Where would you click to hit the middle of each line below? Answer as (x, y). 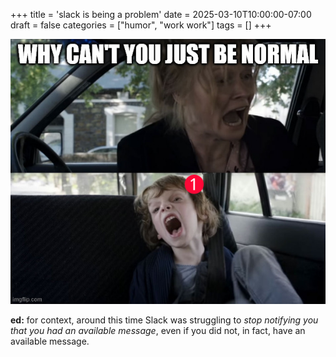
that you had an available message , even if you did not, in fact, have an (158, 330)
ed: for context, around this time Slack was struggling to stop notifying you (164, 320)
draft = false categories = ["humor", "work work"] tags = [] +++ (141, 25)
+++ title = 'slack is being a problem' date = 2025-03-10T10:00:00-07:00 (161, 14)
